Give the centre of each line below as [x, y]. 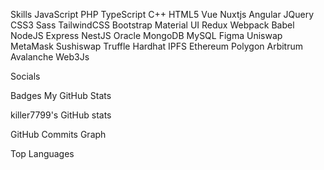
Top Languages [42, 153]
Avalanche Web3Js [50, 57]
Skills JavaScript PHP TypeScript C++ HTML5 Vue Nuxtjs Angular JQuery [162, 14]
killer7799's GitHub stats [61, 115]
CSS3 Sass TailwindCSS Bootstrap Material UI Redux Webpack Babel [152, 25]
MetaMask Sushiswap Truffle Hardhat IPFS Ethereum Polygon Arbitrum [157, 46]
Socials [25, 76]
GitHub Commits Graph [58, 134]
